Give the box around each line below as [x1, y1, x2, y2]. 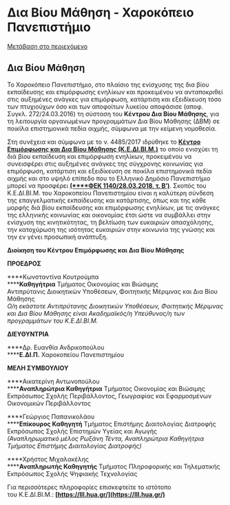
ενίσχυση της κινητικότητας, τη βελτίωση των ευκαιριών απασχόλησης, [7, 218, 214, 226]
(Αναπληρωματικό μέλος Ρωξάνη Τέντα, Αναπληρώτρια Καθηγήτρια [7, 434, 205, 442]
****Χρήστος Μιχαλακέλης [7, 455, 90, 463]
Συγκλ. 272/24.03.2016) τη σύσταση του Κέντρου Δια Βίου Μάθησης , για [7, 109, 220, 118]
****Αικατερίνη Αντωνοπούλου [7, 377, 100, 385]
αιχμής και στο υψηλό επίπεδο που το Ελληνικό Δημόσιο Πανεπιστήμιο [7, 174, 211, 182]
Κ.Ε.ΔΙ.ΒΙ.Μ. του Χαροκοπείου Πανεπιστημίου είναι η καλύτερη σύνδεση [7, 189, 214, 197]
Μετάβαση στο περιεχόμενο [7, 42, 88, 50]
